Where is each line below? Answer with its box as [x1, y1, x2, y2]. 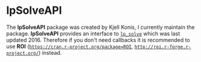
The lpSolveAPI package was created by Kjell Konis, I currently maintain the [6, 23, 195, 31]
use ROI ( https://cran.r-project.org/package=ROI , [6, 43, 134, 50]
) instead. [38, 49, 62, 56]
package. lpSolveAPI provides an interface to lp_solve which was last [6, 29, 181, 37]
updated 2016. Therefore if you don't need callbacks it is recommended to [6, 36, 191, 43]
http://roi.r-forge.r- [134, 43, 191, 50]
